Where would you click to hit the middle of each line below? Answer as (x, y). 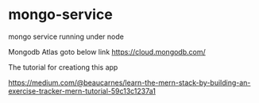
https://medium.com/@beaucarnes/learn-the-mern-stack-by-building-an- (129, 82)
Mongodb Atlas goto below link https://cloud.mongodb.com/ (107, 51)
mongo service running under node (66, 36)
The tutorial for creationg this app (63, 67)
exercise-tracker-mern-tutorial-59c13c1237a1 (82, 91)
